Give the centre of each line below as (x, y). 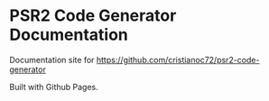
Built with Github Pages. (54, 87)
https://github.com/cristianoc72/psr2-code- (178, 60)
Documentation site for (52, 60)
